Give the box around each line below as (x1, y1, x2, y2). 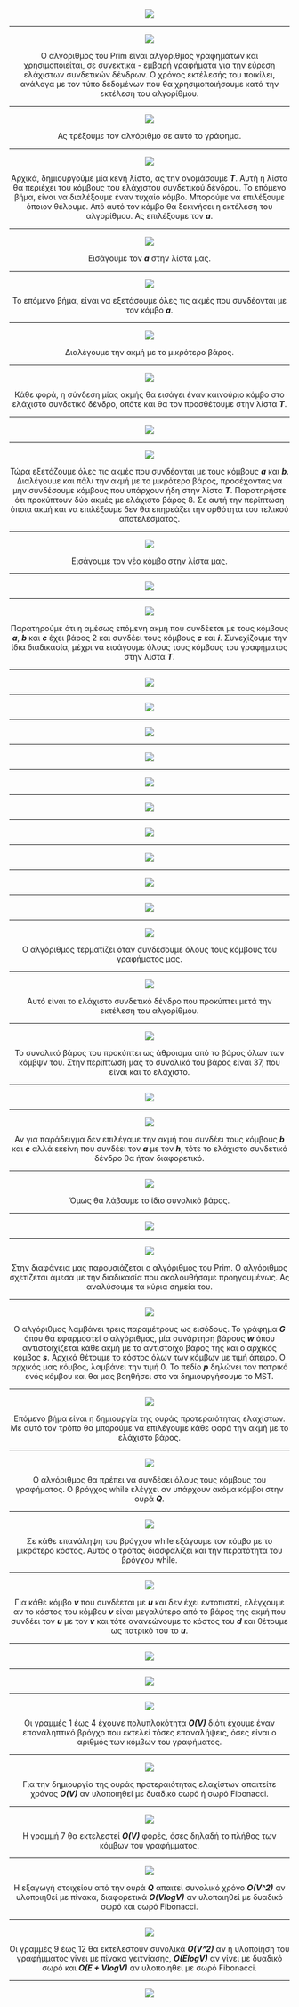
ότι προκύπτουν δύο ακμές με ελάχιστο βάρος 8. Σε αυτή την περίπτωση (14, 494, 285, 505)
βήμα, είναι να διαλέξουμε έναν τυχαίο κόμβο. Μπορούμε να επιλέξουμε (13, 191, 286, 202)
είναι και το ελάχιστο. (109, 1067, 190, 1077)
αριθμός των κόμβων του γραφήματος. (77, 1736, 222, 1747)
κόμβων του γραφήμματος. (99, 1840, 200, 1850)
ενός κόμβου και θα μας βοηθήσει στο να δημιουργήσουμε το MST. (25, 1371, 274, 1381)
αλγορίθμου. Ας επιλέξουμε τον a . (85, 211, 214, 221)
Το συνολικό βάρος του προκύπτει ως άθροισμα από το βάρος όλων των (14, 1048, 285, 1058)
